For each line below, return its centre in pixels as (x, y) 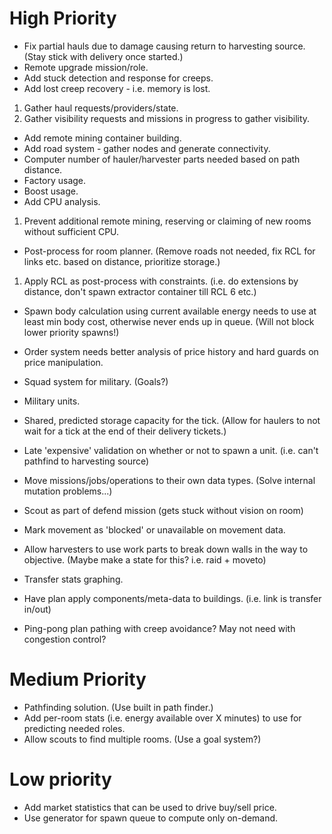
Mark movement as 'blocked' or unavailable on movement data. (154, 529)
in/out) (37, 609)
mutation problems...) (68, 491)
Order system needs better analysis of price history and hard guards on (171, 351)
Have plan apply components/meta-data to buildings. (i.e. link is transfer (172, 598)
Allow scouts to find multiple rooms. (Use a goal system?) (142, 739)
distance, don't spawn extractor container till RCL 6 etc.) (140, 291)
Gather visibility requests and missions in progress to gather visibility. (167, 118)
